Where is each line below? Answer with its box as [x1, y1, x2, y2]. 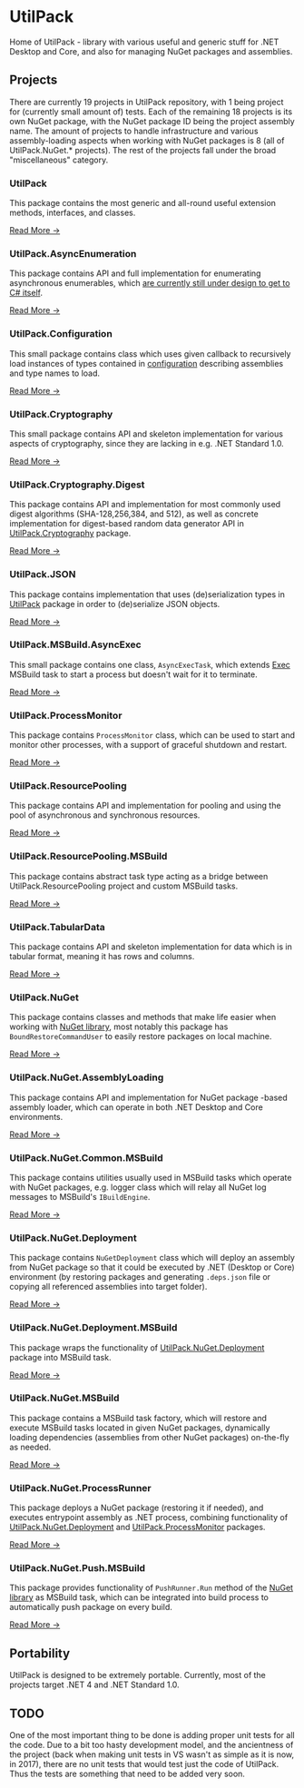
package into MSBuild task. [9, 1351, 112, 1362]
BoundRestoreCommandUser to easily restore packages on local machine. [9, 1031, 272, 1042]
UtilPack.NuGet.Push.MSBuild [9, 1562, 146, 1575]
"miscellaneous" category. [9, 154, 109, 165]
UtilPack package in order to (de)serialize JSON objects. [9, 598, 221, 609]
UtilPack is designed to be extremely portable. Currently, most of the [9, 1670, 266, 1681]
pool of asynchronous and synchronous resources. [9, 810, 201, 820]
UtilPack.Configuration [9, 328, 113, 340]
